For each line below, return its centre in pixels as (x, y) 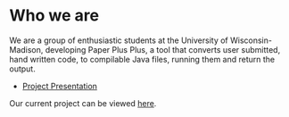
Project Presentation (60, 86)
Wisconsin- (251, 40)
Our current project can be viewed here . (83, 103)
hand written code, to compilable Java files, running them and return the (142, 59)
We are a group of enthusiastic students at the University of (119, 40)
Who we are (54, 16)
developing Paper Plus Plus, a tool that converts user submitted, (163, 49)
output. (22, 69)
